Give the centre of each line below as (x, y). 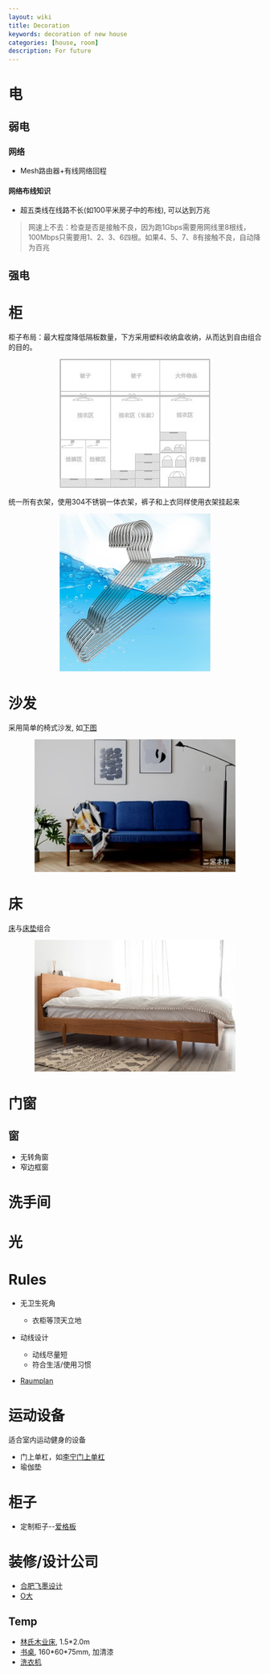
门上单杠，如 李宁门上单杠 (62, 1456)
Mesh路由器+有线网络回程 (63, 171)
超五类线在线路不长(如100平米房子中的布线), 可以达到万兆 (115, 210)
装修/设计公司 (53, 1562)
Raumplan (37, 1380)
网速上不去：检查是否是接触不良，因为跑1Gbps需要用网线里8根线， (139, 227)
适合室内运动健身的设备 (47, 1439)
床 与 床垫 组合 (29, 928)
